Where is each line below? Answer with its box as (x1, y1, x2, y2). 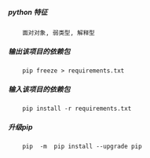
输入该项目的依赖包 (8, 84, 71, 94)
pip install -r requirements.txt (22, 105, 132, 112)
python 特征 (8, 7, 48, 17)
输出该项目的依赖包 (8, 46, 71, 56)
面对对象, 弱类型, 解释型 (22, 28, 96, 37)
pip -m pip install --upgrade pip (22, 142, 143, 150)
